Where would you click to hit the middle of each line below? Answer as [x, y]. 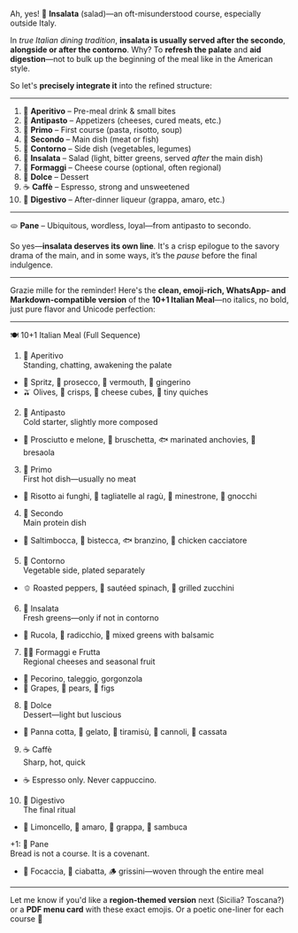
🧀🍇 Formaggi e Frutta [61, 652]
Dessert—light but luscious [72, 714]
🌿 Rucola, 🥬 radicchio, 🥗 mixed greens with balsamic [118, 635]
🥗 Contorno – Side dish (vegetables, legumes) [107, 149]
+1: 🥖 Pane [30, 844]
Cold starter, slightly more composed [90, 422]
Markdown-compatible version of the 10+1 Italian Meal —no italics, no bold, [149, 300]
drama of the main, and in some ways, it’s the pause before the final [134, 255]
